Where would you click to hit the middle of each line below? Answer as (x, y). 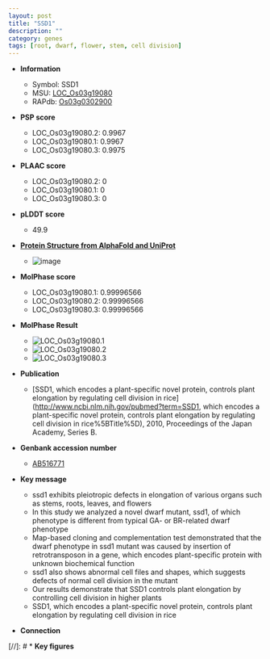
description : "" (35, 31)
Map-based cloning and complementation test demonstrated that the (147, 538)
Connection (40, 631)
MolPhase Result (49, 325)
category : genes (35, 38)
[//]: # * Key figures (41, 646)
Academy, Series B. (64, 432)
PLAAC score (43, 166)
